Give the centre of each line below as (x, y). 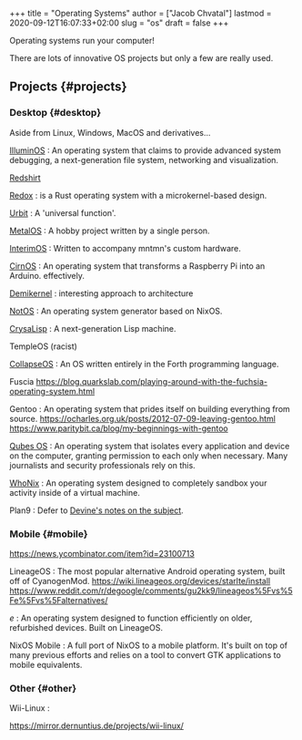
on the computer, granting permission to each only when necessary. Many (149, 456)
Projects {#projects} (68, 87)
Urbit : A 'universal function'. (63, 212)
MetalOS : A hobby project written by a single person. (110, 231)
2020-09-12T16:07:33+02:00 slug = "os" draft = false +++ (119, 23)
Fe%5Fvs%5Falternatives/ (59, 600)
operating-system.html (52, 391)
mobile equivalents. (46, 664)
